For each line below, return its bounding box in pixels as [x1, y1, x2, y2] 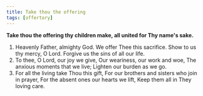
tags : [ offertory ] [6, 15, 53, 21]
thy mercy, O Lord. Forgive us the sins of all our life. [15, 50, 145, 57]
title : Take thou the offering [6, 9, 86, 15]
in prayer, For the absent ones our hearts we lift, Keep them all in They [15, 76, 192, 83]
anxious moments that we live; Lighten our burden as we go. [15, 62, 167, 70]
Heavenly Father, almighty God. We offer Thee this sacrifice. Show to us [15, 43, 196, 51]
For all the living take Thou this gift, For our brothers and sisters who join [15, 69, 198, 76]
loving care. [15, 82, 45, 89]
